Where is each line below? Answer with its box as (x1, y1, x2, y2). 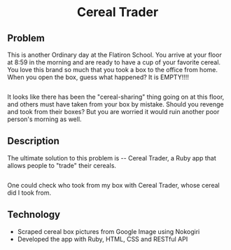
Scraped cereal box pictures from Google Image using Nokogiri (17, 227, 200, 235)
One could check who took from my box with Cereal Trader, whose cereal (7, 181, 220, 189)
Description (7, 135, 59, 147)
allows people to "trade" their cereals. (7, 161, 117, 169)
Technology (7, 209, 61, 221)
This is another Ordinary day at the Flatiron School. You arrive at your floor (7, 50, 222, 59)
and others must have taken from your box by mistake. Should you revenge (7, 100, 224, 109)
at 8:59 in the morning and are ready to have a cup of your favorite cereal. (7, 58, 221, 67)
